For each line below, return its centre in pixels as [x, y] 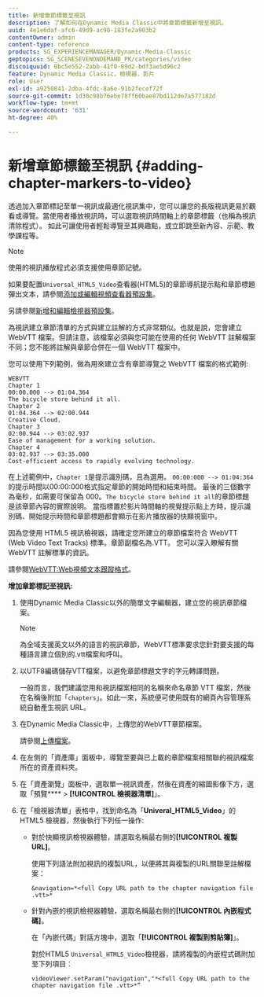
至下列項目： [52, 963]
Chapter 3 [24, 427]
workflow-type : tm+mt [44, 103]
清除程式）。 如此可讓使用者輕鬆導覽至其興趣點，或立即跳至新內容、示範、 [128, 226]
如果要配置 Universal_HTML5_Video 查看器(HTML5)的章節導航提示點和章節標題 [132, 284]
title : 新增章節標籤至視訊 [47, 15]
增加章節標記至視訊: [40, 586]
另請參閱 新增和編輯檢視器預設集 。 [63, 311]
